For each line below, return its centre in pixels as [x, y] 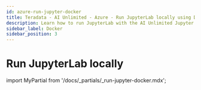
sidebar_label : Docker [34, 28]
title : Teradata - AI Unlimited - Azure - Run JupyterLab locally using [99, 17]
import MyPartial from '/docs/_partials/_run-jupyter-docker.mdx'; [86, 80]
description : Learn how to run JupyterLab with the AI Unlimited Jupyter [100, 23]
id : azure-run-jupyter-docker [44, 12]
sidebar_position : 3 [32, 34]
